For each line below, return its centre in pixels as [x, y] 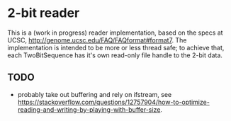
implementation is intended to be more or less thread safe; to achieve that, [116, 47]
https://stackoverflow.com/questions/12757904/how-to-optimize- [114, 102]
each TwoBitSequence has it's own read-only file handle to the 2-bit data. [115, 55]
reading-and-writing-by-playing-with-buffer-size [89, 109]
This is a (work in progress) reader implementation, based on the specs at [115, 33]
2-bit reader [44, 13]
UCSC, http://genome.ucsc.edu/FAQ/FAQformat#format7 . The [97, 40]
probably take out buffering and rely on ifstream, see [95, 94]
